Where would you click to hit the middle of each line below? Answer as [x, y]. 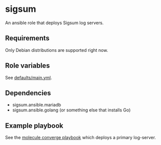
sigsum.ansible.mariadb [37, 105]
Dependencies [28, 93]
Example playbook [34, 126]
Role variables [27, 66]
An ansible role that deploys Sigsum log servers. [54, 23]
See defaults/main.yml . [28, 77]
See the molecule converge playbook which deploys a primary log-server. [80, 138]
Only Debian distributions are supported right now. [56, 50]
